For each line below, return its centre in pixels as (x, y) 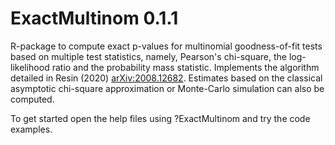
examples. (31, 129)
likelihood (30, 67)
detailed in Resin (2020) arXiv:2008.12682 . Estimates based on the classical (166, 78)
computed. (32, 99)
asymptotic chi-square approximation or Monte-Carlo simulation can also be (167, 88)
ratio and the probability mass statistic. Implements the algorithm (185, 67)
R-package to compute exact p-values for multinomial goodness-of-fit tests (166, 46)
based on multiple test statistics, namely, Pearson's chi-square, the (149, 56)
